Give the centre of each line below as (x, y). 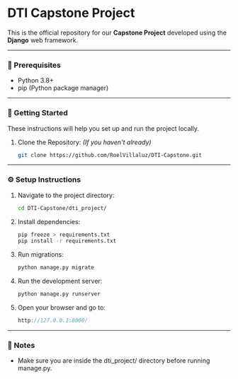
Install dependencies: (49, 221)
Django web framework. (43, 40)
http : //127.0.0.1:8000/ (53, 321)
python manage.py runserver (59, 294)
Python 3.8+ (36, 81)
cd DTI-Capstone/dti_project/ (62, 208)
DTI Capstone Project (71, 13)
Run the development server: (60, 281)
